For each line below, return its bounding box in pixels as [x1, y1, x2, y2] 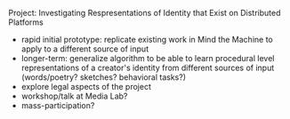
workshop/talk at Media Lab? [20, 91, 128, 101]
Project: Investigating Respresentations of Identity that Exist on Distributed [8, 8, 281, 18]
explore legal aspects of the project [20, 82, 152, 91]
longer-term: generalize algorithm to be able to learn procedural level [20, 53, 275, 63]
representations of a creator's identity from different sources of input [20, 62, 275, 73]
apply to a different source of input [20, 44, 149, 54]
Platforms [8, 17, 44, 28]
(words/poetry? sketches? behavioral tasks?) [20, 72, 187, 83]
